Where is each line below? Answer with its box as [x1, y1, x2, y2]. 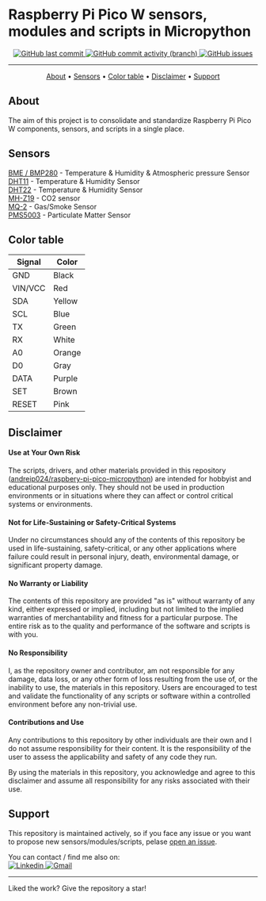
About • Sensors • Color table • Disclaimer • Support [46, 71, 220, 81]
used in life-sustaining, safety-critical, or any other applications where [8, 543, 237, 553]
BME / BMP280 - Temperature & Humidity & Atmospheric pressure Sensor [8, 168, 250, 178]
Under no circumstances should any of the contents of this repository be [8, 535, 245, 545]
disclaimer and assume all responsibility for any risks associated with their [8, 776, 251, 785]
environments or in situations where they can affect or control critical [8, 490, 234, 500]
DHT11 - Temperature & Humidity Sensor [8, 176, 140, 186]
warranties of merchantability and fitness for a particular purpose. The [8, 613, 238, 623]
